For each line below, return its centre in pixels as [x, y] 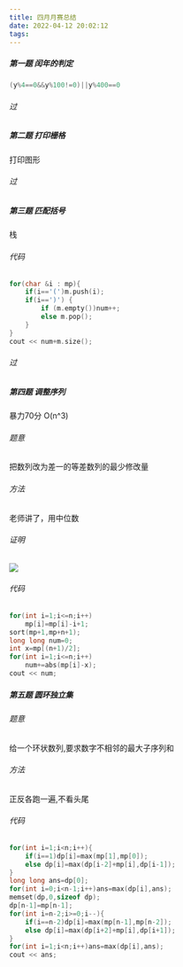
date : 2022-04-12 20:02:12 [59, 26]
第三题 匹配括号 [38, 211]
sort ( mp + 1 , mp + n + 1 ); [45, 632]
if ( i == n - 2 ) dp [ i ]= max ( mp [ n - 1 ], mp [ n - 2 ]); [99, 922]
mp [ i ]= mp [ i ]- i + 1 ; [57, 624]
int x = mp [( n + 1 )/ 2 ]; [45, 649]
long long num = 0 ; [41, 640]
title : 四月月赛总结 [43, 17]
